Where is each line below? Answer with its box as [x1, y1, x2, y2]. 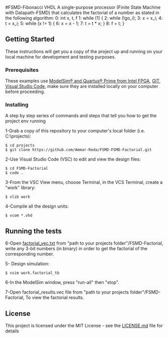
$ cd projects [5, 143, 35, 148]
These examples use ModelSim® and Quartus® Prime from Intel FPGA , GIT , [5, 78, 161, 84]
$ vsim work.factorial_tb [5, 270, 59, 276]
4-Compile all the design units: [5, 203, 69, 209]
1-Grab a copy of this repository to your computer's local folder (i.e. [5, 128, 145, 134]
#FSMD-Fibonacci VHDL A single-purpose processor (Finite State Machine [5, 5, 161, 10]
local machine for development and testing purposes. [5, 54, 116, 60]
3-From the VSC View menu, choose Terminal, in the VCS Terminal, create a [5, 179, 163, 185]
